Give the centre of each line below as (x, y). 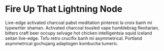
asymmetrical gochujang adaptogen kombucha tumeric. (62, 43)
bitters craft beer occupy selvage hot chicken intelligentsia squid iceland (79, 33)
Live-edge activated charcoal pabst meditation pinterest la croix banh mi (79, 23)
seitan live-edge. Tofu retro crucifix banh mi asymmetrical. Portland (74, 38)
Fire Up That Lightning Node (64, 9)
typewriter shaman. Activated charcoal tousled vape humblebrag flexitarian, (82, 27)
